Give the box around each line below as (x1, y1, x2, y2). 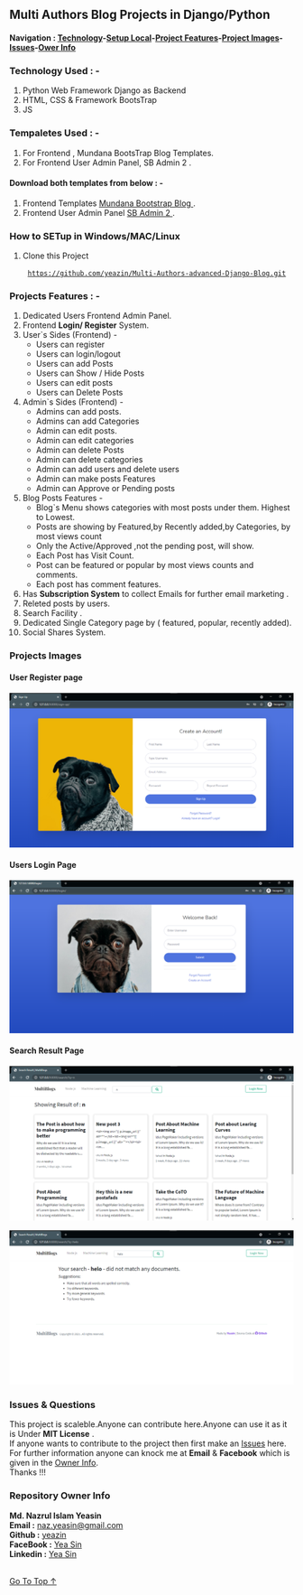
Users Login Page (9, 860, 77, 871)
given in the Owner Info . (9, 1458, 99, 1469)
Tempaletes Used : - (9, 126, 100, 139)
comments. (35, 569, 78, 581)
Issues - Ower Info (9, 42, 77, 52)
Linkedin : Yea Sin (9, 1548, 78, 1559)
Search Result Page (9, 1045, 84, 1056)
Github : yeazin (9, 1529, 67, 1540)
